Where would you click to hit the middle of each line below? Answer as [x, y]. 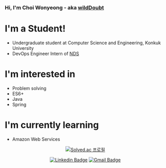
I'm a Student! [35, 29]
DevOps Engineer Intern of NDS [46, 53]
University [23, 48]
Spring [19, 104]
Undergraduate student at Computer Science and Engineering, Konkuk [87, 43]
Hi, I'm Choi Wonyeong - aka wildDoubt [54, 8]
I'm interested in [40, 74]
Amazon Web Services [36, 139]
